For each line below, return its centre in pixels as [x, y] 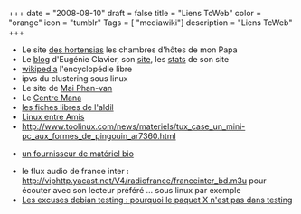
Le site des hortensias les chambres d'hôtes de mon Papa [129, 50]
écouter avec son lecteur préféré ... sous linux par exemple [131, 190]
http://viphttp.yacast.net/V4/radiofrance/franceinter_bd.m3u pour [144, 181]
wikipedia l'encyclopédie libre [77, 69]
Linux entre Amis [53, 117]
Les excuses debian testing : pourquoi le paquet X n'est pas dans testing [157, 200]
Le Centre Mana [52, 98]
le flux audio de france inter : [75, 171]
